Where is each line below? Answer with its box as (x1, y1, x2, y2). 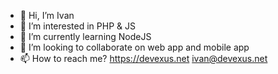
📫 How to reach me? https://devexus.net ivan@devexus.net (19, 53, 268, 64)
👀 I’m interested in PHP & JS (19, 20, 136, 32)
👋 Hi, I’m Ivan (19, 10, 75, 21)
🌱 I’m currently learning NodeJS (19, 31, 152, 42)
